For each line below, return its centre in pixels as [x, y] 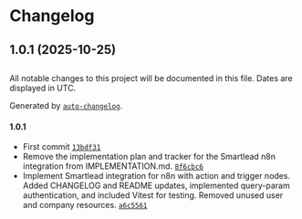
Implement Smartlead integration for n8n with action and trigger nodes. [156, 176]
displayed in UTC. [43, 88]
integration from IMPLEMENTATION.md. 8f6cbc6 [113, 166]
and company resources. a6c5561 [85, 205]
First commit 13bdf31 [62, 147]
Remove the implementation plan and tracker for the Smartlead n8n [149, 157]
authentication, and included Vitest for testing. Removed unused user [153, 195]
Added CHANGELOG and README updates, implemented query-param [156, 186]
